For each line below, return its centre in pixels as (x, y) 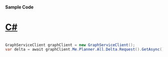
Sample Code (19, 7)
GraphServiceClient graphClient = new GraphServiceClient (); (70, 45)
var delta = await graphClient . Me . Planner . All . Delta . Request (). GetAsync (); (86, 49)
